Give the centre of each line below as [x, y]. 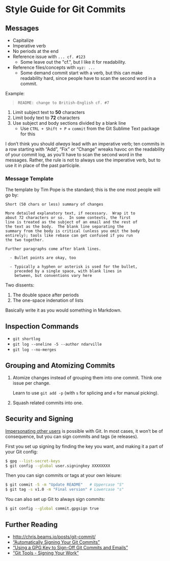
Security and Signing [39, 419]
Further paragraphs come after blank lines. [53, 249]
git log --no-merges [34, 350]
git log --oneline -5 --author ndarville [57, 345]
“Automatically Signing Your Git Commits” [56, 542]
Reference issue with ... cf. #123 [49, 57]
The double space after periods [46, 295]
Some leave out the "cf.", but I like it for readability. [73, 62]
